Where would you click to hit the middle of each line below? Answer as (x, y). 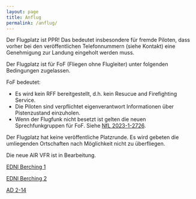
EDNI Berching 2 (27, 179)
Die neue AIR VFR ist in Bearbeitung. (51, 155)
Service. (25, 100)
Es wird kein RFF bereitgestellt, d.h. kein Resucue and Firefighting (96, 94)
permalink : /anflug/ (32, 23)
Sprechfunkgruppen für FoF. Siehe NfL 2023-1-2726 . (80, 126)
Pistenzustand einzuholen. (48, 113)
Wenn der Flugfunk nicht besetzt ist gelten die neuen (80, 119)
